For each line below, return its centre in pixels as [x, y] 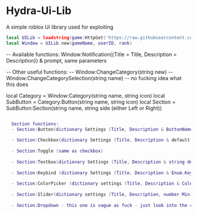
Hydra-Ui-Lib [39, 11]
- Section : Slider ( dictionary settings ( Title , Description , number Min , [102, 195]
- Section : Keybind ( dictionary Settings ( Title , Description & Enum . [98, 173]
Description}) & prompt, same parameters [57, 60]
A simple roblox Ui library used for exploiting [60, 27]
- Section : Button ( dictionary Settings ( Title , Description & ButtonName [102, 129]
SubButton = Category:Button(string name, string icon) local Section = [91, 102]
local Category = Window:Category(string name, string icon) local [86, 95]
